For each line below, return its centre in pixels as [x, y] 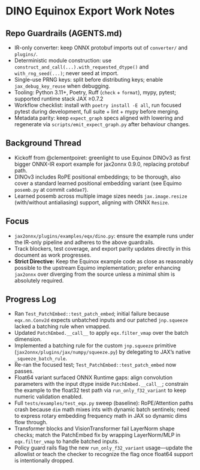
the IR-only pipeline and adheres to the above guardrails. [84, 242]
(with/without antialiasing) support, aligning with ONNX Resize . [92, 202]
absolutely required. [39, 280]
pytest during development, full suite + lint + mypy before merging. [97, 111]
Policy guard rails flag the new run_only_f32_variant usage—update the [103, 448]
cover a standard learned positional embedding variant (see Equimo [98, 183]
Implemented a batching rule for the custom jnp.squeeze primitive [95, 346]
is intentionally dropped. [44, 460]
